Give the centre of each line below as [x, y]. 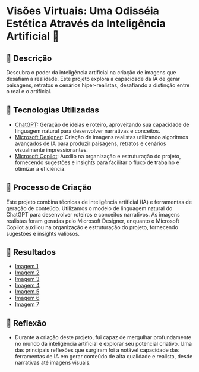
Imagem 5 [27, 292]
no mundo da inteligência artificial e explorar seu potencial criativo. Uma [103, 344]
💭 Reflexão [26, 323]
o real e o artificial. [29, 91]
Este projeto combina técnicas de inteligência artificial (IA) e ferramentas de [99, 202]
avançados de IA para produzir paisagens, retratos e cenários [90, 143]
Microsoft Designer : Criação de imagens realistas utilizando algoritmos [101, 137]
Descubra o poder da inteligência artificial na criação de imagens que [91, 72]
